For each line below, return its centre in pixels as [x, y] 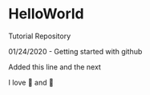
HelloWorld [46, 14]
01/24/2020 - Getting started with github [75, 51]
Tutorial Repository [40, 36]
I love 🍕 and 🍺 [31, 82]
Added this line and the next [55, 67]
